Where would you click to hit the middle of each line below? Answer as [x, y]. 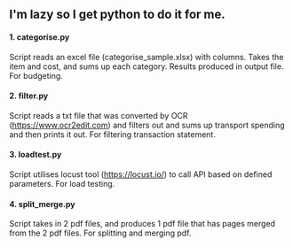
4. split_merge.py [42, 204]
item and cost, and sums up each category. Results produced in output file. [146, 66]
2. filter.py [29, 96]
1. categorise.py [40, 37]
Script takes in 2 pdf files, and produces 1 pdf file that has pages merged [143, 224]
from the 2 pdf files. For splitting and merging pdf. [100, 233]
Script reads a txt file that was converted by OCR [99, 115]
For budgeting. [36, 75]
